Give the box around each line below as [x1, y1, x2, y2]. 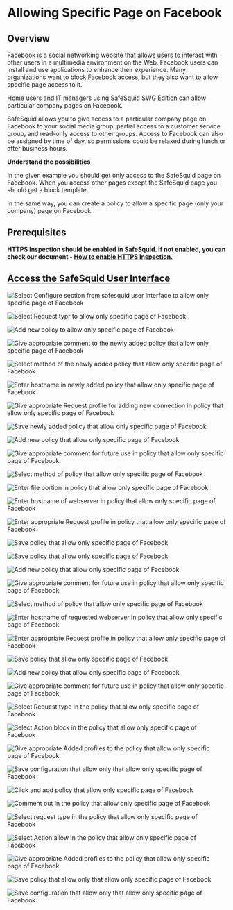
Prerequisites [7, 227, 67, 239]
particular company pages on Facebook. [7, 101, 123, 109]
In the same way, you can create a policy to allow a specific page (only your [7, 199, 224, 208]
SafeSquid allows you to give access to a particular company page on [7, 115, 207, 123]
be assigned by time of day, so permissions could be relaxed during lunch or [7, 137, 226, 145]
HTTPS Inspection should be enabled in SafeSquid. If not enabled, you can [7, 245, 226, 253]
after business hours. [7, 144, 68, 152]
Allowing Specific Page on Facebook [7, 5, 222, 21]
